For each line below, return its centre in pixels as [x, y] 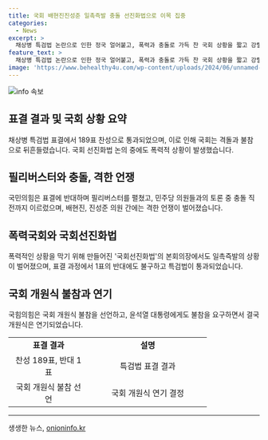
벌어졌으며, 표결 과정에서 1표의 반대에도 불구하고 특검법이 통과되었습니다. [130, 266]
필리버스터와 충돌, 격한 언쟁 [72, 177]
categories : [28, 23]
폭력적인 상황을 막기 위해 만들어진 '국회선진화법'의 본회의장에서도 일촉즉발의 [126, 256]
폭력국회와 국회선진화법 [63, 235]
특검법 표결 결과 [148, 366]
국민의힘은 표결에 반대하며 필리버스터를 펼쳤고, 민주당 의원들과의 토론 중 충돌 [128, 198]
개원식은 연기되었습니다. [46, 325]
